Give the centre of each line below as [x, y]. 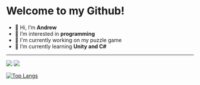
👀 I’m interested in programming [55, 33]
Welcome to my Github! [65, 11]
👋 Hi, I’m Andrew [36, 27]
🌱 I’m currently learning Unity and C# [61, 46]
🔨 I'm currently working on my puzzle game [68, 40]
